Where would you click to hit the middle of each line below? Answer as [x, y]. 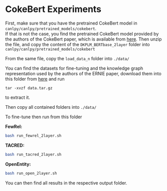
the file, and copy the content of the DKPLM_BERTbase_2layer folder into [77, 44]
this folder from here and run [35, 79]
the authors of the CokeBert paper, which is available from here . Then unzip [83, 39]
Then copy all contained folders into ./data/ [51, 107]
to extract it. [18, 97]
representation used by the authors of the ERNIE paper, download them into [83, 73]
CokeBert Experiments [53, 9]
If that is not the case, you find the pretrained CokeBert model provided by [82, 34]
